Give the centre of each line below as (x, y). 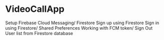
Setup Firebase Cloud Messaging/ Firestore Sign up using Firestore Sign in (82, 23)
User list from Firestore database (39, 33)
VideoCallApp (35, 9)
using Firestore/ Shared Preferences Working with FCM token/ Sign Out (79, 28)
